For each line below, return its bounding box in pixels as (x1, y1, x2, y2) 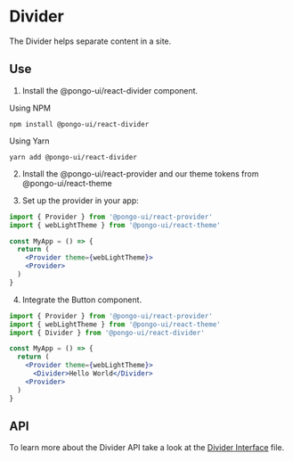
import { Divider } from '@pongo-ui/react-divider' (9, 328, 205, 337)
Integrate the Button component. (21, 294, 142, 305)
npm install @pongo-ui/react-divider (9, 119, 150, 128)
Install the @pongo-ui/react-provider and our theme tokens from (21, 168, 259, 179)
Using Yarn (9, 136, 51, 146)
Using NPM (9, 103, 52, 113)
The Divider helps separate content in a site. (9, 36, 172, 46)
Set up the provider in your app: (21, 194, 140, 206)
